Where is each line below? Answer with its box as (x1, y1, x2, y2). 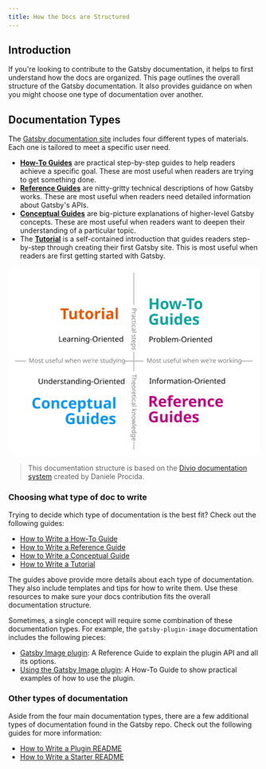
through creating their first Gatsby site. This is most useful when (47, 243, 258, 253)
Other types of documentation (8, 693, 129, 704)
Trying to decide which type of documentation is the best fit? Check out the (8, 510, 256, 520)
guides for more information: (8, 728, 102, 737)
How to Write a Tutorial (19, 559, 96, 569)
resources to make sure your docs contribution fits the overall (8, 591, 211, 601)
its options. (19, 656, 57, 665)
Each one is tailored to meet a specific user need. (8, 143, 171, 152)
